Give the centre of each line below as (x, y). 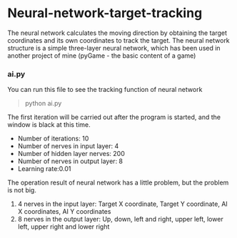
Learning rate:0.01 (44, 169)
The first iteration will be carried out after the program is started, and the (114, 117)
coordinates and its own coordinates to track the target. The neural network (118, 40)
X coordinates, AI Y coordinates (64, 212)
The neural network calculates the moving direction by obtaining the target (117, 33)
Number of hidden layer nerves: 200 (71, 154)
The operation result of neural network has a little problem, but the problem (118, 182)
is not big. (22, 190)
